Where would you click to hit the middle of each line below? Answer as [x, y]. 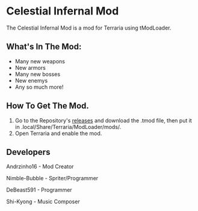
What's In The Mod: [44, 47]
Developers [28, 152]
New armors [30, 68]
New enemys [31, 80]
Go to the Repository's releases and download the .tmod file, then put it [104, 120]
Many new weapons [40, 61]
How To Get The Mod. [48, 106]
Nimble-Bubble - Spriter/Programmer [52, 178]
